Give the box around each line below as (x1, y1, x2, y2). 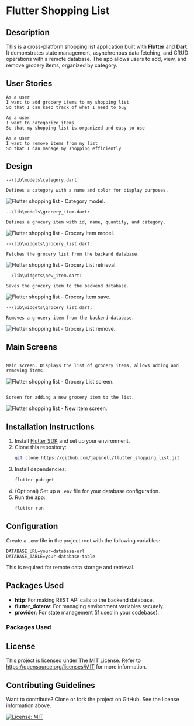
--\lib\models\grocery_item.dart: (6, 209, 91, 215)
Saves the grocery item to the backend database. (6, 283, 130, 289)
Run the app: (14, 494, 46, 501)
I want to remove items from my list (6, 140, 98, 146)
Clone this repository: (14, 444, 67, 451)
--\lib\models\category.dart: (6, 177, 80, 183)
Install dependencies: (14, 466, 67, 473)
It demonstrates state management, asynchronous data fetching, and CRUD (6, 49, 189, 56)
